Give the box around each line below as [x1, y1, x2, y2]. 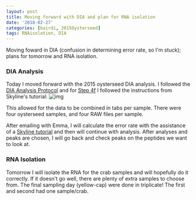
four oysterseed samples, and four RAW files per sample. [6, 111, 144, 118]
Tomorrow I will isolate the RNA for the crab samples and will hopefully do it [6, 168, 188, 176]
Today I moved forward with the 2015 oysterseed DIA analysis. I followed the [6, 80, 191, 88]
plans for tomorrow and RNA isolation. [6, 53, 98, 60]
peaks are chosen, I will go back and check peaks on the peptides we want [6, 134, 187, 141]
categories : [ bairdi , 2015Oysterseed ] [6, 25, 101, 31]
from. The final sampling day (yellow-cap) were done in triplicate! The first [6, 181, 185, 188]
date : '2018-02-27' [6, 19, 54, 25]
